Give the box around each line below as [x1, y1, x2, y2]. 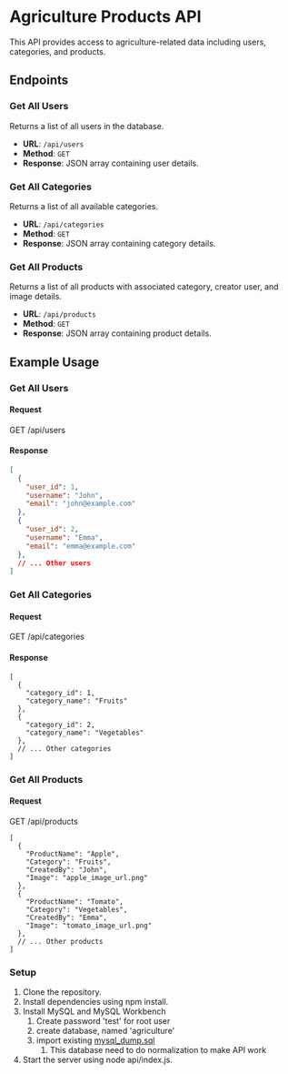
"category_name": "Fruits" [25, 696, 128, 705]
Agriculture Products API [9, 6, 202, 27]
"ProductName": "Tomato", [25, 897, 124, 907]
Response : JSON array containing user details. [22, 157, 200, 168]
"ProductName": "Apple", [25, 849, 120, 858]
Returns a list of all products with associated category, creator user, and [9, 281, 279, 292]
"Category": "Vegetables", [25, 905, 128, 914]
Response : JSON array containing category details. [22, 238, 216, 248]
